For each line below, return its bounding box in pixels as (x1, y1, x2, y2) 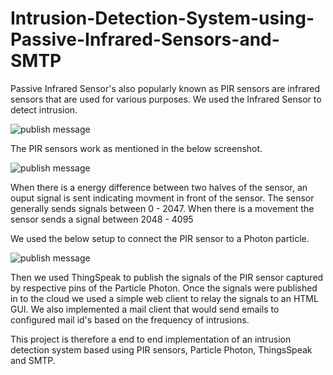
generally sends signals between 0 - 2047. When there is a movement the (10, 202, 315, 214)
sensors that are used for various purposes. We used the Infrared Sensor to (10, 93, 322, 105)
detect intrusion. (10, 103, 78, 116)
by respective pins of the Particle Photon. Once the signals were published (10, 282, 318, 294)
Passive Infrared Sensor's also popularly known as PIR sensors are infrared (10, 82, 321, 94)
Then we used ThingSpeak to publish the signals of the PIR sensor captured (10, 271, 324, 283)
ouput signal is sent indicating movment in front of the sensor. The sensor (10, 192, 315, 204)
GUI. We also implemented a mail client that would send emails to (10, 303, 280, 315)
